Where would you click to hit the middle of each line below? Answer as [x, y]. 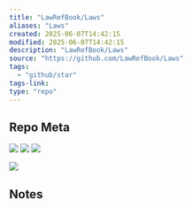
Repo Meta [40, 127]
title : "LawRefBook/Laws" [57, 17]
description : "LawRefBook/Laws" [69, 50]
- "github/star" [47, 75]
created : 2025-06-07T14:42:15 [65, 34]
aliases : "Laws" [39, 26]
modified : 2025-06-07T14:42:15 [67, 42]
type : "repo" [33, 91]
